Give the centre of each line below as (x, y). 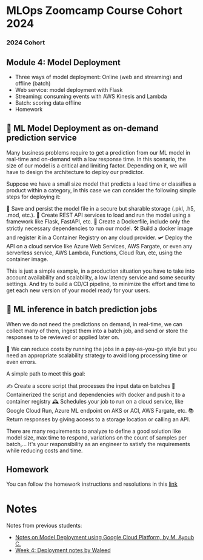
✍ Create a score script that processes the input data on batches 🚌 (91, 386)
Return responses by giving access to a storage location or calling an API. (98, 419)
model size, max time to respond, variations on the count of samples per (97, 437)
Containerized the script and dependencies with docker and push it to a (96, 394)
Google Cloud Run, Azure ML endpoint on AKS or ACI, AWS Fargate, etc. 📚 (100, 410)
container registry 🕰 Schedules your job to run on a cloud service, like (95, 401)
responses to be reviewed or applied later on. (63, 337)
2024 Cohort (26, 43)
